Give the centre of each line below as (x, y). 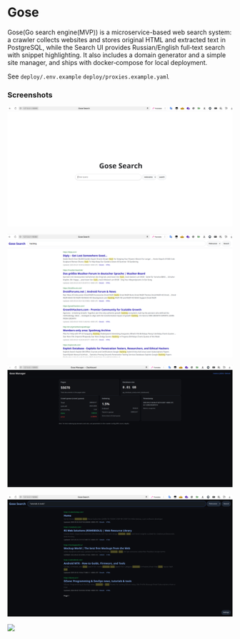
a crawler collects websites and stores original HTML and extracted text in (117, 39)
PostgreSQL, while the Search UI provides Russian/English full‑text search (116, 47)
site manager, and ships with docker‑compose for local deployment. (107, 62)
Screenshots (30, 95)
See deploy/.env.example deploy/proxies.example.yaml (89, 76)
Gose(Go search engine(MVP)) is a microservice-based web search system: (120, 32)
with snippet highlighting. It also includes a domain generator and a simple (117, 55)
